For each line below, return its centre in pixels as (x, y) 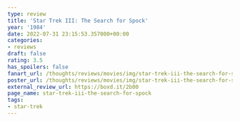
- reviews (22, 47)
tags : (15, 100)
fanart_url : (25, 73)
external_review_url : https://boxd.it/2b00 (73, 87)
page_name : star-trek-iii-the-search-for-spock (80, 93)
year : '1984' (27, 27)
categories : (25, 41)
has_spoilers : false (38, 67)
